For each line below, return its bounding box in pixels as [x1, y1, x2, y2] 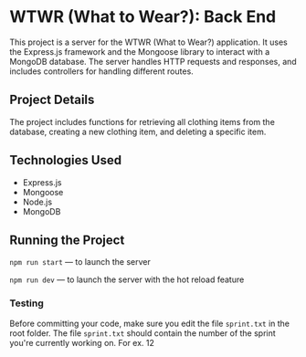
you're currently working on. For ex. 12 [9, 337, 155, 348]
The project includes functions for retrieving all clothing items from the [9, 116, 276, 127]
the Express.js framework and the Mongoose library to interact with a [9, 46, 270, 57]
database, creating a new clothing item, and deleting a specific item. [9, 126, 267, 137]
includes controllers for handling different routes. [9, 66, 194, 77]
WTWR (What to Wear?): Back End [9, 6, 277, 27]
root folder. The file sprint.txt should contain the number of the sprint [9, 327, 276, 339]
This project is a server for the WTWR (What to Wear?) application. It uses [9, 37, 288, 47]
